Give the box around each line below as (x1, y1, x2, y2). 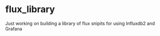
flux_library (5, 4, 55, 15)
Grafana (5, 25, 22, 31)
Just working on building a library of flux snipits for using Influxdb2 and (5, 20, 155, 26)
